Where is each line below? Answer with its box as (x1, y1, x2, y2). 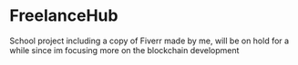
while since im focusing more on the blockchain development (9, 44, 240, 55)
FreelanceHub (9, 5, 118, 26)
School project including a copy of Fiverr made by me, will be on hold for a (9, 35, 290, 46)
